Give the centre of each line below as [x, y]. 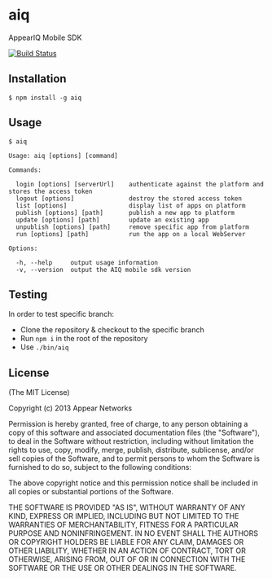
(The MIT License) [39, 393]
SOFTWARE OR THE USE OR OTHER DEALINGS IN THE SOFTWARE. [123, 568]
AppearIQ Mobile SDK [45, 37]
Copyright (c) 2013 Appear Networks [70, 408]
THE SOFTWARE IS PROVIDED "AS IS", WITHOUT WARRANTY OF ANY [127, 507]
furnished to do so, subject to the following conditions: [100, 467]
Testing [28, 294]
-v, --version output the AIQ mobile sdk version [103, 270]
